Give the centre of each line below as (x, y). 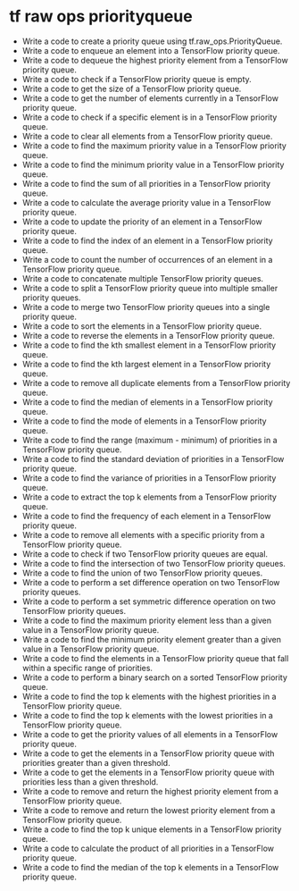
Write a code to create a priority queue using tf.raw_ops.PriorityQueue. (152, 41)
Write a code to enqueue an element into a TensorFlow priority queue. (151, 50)
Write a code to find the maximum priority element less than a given (147, 620)
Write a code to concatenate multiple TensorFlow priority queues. (143, 278)
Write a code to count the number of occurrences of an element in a (147, 259)
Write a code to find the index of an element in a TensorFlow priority (148, 240)
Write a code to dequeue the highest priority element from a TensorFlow (155, 60)
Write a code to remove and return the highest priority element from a (150, 791)
